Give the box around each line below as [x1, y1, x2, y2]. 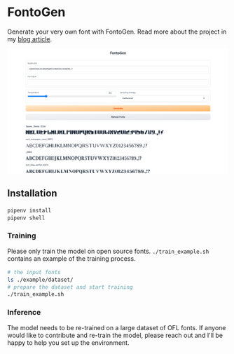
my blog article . [7, 34, 53, 43]
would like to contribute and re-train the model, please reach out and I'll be [7, 331, 223, 339]
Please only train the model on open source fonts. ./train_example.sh [7, 247, 209, 255]
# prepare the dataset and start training [7, 283, 133, 291]
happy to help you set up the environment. [7, 338, 130, 347]
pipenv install [7, 207, 52, 214]
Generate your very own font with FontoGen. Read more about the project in [7, 27, 227, 36]
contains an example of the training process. [7, 254, 136, 263]
